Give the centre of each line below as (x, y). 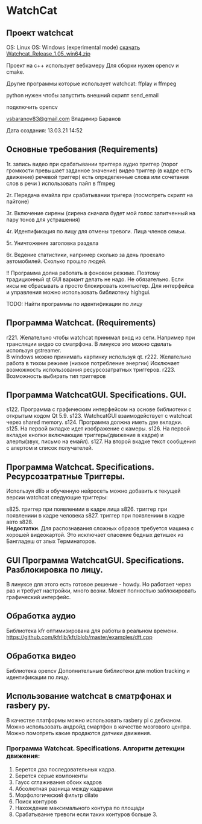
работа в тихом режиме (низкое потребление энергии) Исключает (93, 363)
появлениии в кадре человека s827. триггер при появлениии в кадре (96, 516)
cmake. (15, 72)
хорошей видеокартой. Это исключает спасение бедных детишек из (95, 535)
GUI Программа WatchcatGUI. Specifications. (95, 560)
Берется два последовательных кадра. (65, 769)
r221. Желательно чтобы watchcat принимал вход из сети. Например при (101, 337)
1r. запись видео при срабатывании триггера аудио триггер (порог (92, 164)
